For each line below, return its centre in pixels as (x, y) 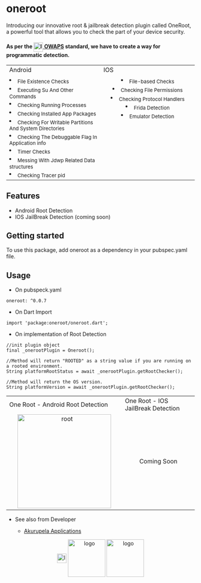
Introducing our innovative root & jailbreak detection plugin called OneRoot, (99, 25)
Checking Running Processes (52, 105)
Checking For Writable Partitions (56, 123)
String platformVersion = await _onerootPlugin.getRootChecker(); (91, 387)
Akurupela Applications (53, 531)
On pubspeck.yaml (38, 290)
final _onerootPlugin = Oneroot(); (51, 350)
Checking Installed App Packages (57, 114)
